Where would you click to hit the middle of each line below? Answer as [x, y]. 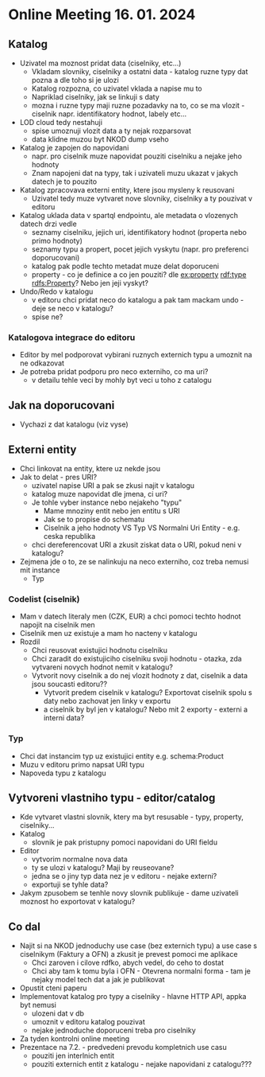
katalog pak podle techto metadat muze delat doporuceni [125, 266]
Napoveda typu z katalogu [63, 773]
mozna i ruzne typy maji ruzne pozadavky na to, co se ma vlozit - [138, 105]
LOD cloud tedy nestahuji [61, 122]
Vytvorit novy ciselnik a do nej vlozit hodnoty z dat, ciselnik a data [140, 676]
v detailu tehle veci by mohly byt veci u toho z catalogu [121, 380]
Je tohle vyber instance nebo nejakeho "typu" [107, 502]
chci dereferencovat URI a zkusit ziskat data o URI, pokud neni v [136, 544]
